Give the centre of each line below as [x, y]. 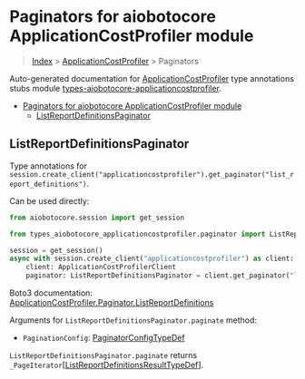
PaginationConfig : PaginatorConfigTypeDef [103, 338]
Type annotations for [49, 166]
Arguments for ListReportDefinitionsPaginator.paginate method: [133, 320]
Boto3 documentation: [51, 293]
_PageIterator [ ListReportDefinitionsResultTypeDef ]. [107, 365]
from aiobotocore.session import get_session [97, 218]
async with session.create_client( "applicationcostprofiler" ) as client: [152, 259]
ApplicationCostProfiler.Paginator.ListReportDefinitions [112, 302]
